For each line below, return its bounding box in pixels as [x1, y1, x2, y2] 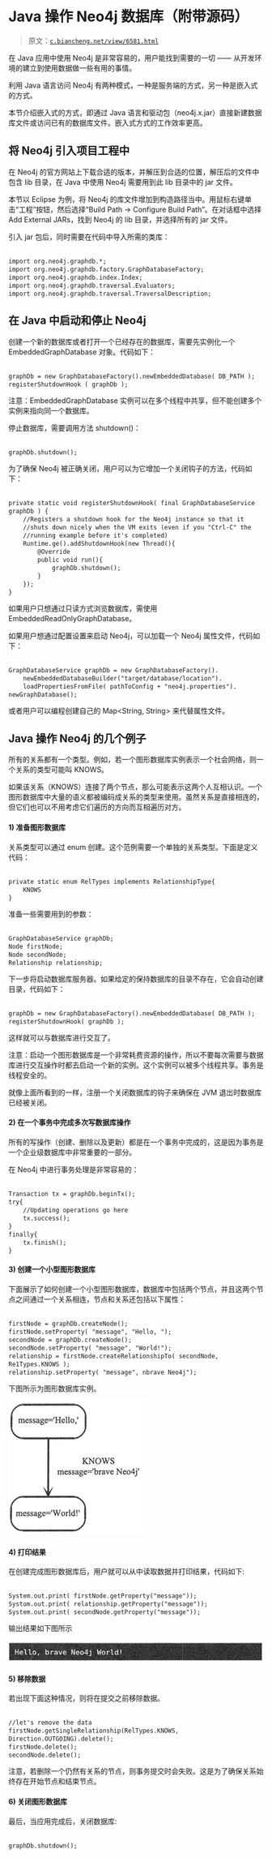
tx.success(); [23, 1214, 70, 1222]
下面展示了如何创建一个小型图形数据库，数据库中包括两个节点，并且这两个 [8, 1284, 257, 1294]
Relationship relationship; [8, 959, 104, 967]
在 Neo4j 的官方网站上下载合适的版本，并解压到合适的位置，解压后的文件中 [8, 167, 260, 177]
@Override [37, 547, 70, 556]
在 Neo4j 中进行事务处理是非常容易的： [8, 1165, 139, 1174]
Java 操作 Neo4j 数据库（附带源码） [8, 7, 249, 26]
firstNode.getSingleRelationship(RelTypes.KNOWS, [8, 1727, 180, 1736]
